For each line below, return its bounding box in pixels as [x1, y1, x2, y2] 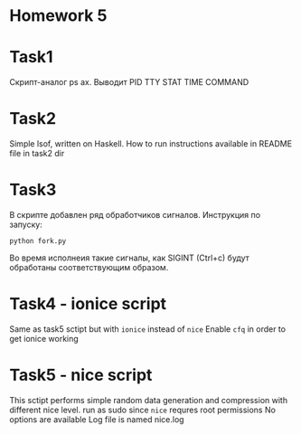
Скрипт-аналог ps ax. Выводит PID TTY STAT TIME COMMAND [9, 77, 249, 88]
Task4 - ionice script [9, 294, 167, 315]
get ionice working [9, 333, 79, 344]
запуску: [9, 219, 42, 230]
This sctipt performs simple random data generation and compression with [9, 394, 287, 405]
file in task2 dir [9, 148, 65, 159]
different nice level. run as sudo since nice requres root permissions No [9, 404, 276, 415]
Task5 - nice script [9, 365, 153, 385]
